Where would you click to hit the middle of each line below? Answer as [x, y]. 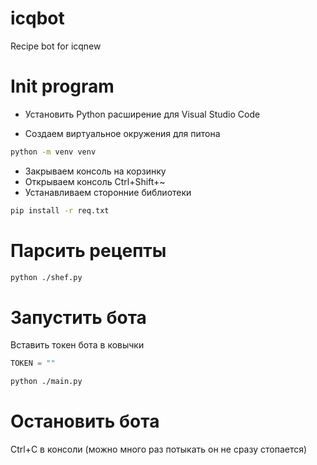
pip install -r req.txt [60, 210]
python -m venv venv [53, 152]
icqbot [37, 18]
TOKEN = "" [33, 363]
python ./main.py [46, 382]
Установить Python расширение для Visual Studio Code [142, 114]
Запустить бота [78, 317]
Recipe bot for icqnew [56, 46]
